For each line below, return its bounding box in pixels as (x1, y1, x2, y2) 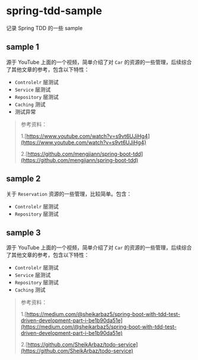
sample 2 (6, 173, 41, 184)
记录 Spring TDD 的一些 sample (6, 24, 83, 31)
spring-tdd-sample (6, 4, 103, 18)
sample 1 (6, 42, 40, 52)
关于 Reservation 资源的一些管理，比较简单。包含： (6, 190, 132, 197)
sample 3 (6, 227, 41, 237)
